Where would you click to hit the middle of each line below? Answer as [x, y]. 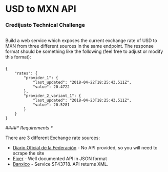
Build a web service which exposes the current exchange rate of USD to [81, 40]
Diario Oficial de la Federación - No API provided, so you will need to [85, 148]
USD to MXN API [41, 9]
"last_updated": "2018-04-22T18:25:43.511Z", [82, 83]
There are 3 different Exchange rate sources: [52, 138]
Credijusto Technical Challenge [45, 25]
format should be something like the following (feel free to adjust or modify [84, 51]
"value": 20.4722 [51, 87]
